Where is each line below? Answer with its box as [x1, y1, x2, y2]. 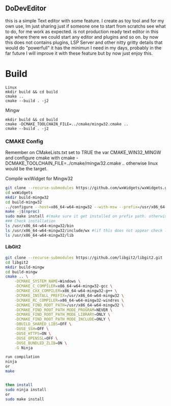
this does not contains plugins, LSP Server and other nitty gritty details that [5, 39, 163, 45]
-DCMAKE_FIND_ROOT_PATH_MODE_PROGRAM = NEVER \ [14, 307, 113, 313]
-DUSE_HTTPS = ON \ [14, 331, 51, 336]
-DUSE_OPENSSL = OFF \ [14, 336, 58, 341]
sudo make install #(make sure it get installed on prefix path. [5, 214, 147, 219]
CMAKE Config [5, 138, 43, 145]
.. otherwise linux [122, 160, 158, 166]
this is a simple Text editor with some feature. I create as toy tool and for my [5, 17, 164, 23]
